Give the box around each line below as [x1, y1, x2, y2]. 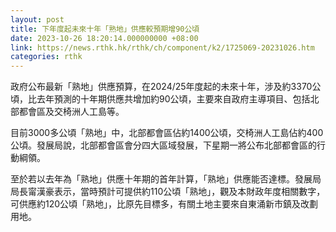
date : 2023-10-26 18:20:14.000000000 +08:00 [10, 33, 199, 43]
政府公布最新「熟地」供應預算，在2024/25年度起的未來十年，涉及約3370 [10, 81, 313, 93]
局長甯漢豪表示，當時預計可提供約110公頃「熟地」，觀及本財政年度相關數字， [10, 186, 326, 198]
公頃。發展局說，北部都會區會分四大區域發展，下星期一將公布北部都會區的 [10, 139, 317, 151]
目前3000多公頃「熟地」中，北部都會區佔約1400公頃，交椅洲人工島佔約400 [10, 127, 324, 139]
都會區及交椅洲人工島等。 [18, 106, 125, 118]
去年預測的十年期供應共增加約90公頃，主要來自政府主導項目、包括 [36, 93, 311, 105]
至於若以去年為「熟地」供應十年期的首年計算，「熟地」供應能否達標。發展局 [10, 173, 322, 185]
